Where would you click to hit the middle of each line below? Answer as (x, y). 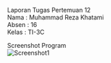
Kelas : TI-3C (26, 32)
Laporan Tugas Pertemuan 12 (49, 10)
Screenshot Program (37, 45)
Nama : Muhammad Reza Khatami (55, 17)
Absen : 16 (22, 25)
